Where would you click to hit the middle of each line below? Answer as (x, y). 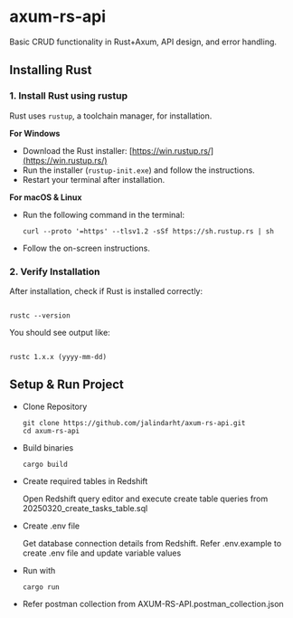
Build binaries (48, 447)
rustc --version (40, 315)
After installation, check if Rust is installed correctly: (106, 290)
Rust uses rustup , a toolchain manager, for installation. (111, 116)
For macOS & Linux (46, 197)
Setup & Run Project (67, 385)
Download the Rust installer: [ (77, 150)
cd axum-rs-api (51, 431)
